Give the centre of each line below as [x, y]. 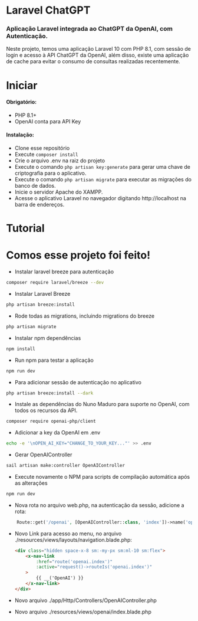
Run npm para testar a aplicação [54, 360]
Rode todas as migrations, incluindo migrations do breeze [85, 316]
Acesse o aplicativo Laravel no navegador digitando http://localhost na [100, 198]
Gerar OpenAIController [43, 455]
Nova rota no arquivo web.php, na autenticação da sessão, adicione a [99, 505]
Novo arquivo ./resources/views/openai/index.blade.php [83, 612]
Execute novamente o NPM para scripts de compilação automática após [102, 477]
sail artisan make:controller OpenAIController [66, 466]
